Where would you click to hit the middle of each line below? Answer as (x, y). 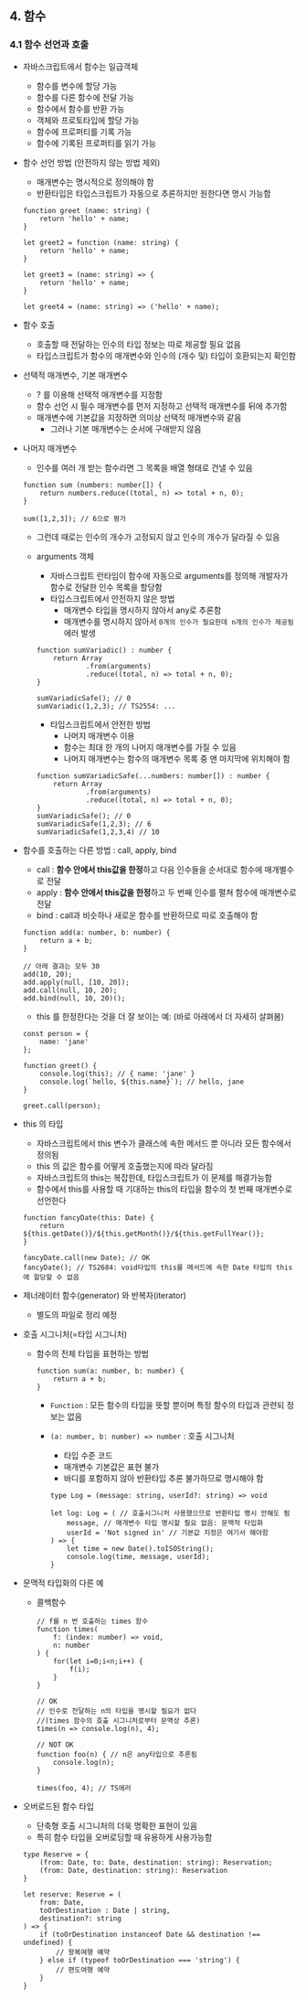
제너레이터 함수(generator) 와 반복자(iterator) (105, 1295)
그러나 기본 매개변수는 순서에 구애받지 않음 (126, 429)
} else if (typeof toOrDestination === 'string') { (140, 1960)
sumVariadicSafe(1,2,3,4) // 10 (98, 832)
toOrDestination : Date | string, (105, 1910)
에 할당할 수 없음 (51, 1277)
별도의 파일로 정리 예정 (77, 1314)
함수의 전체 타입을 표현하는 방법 (92, 1353)
